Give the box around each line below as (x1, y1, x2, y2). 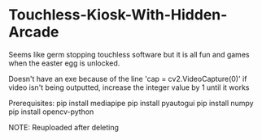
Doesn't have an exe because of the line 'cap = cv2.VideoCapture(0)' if (8, 74, 247, 83)
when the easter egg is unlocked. (8, 58, 120, 68)
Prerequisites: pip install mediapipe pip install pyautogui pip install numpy (8, 98, 254, 108)
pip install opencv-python (8, 107, 94, 117)
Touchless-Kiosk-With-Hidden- (8, 6, 228, 24)
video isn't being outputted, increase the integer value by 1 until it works (8, 83, 250, 92)
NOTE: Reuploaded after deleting (8, 122, 120, 132)
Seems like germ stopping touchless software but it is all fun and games (8, 49, 250, 59)
